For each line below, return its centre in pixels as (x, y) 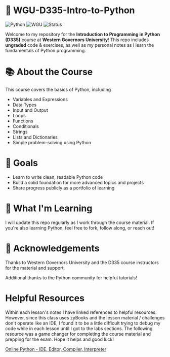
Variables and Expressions (40, 99)
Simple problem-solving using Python (52, 142)
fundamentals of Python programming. (46, 50)
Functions (23, 121)
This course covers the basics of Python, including (58, 89)
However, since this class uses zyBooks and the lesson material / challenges (85, 317)
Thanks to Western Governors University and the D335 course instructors (82, 262)
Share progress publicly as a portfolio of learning (63, 188)
